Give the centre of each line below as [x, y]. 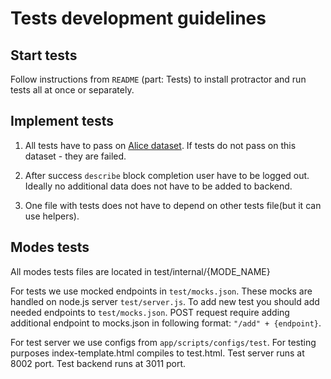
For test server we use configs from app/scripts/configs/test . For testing [163, 342]
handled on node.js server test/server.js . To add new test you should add [165, 301]
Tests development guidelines [138, 18]
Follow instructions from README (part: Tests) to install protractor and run [158, 79]
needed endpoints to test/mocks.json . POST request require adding [150, 312]
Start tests [44, 55]
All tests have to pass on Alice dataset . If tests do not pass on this [160, 145]
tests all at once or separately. [72, 90]
